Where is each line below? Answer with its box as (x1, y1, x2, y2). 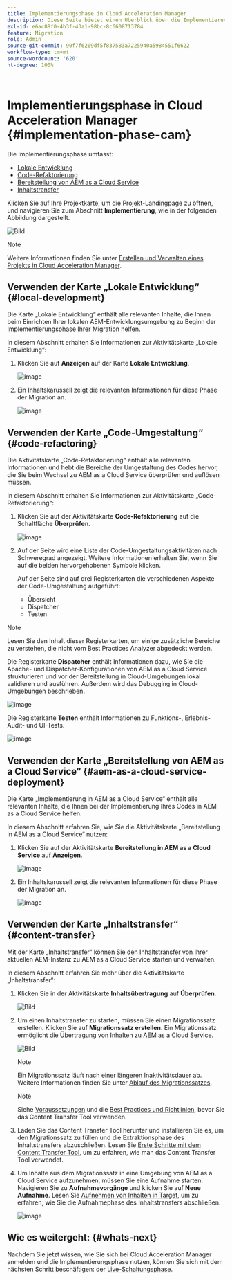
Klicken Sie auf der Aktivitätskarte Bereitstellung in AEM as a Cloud (17, 844, 211, 851)
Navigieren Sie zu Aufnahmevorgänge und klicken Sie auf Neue (17, 1183, 202, 1191)
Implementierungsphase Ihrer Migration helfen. (7, 325, 141, 333)
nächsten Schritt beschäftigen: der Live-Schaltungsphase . (7, 1265, 173, 1273)
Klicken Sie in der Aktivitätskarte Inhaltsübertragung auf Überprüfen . (17, 989, 217, 998)
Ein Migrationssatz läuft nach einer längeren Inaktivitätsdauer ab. (17, 1071, 202, 1079)
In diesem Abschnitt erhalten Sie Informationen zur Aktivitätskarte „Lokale (7, 339, 217, 347)
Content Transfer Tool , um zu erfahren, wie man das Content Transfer (17, 1148, 216, 1156)
